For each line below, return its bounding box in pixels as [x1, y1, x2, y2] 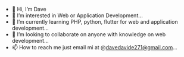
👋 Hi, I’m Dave [11, 6, 46, 12]
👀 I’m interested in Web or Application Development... [11, 12, 143, 19]
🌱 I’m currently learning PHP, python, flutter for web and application [11, 18, 178, 25]
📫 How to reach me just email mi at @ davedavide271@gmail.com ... [11, 44, 177, 50]
